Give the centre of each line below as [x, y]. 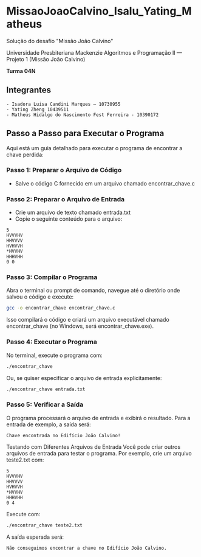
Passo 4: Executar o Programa [52, 342]
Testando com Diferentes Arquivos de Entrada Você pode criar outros [94, 447]
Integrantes [29, 90]
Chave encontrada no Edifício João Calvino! [63, 435]
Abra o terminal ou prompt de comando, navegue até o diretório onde [93, 291]
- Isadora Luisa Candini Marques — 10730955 [63, 104]
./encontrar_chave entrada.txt [46, 389]
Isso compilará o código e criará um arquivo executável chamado [88, 320]
